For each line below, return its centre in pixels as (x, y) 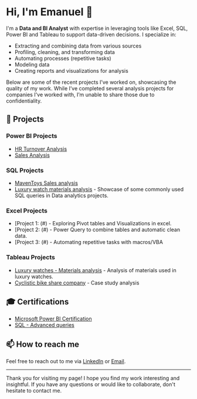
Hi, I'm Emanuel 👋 (50, 12)
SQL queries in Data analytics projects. (61, 195)
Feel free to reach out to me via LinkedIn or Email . (66, 361)
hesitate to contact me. (34, 391)
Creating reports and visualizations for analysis (72, 70)
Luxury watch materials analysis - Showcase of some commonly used (99, 189)
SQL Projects (25, 170)
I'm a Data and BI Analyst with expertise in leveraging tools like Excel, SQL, (97, 28)
